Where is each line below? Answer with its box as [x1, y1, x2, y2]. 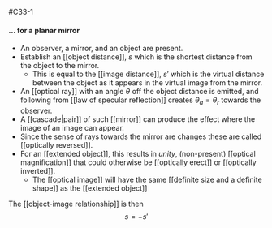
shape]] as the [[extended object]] [32, 183, 148, 193]
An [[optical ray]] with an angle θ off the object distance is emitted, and [19, 87, 259, 97]
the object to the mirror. [19, 61, 100, 71]
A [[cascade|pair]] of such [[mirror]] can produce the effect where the [19, 114, 256, 124]
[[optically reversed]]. [19, 140, 93, 149]
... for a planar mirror [8, 25, 80, 35]
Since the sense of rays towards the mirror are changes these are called [19, 131, 262, 141]
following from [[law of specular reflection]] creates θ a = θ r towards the [19, 95, 261, 106]
